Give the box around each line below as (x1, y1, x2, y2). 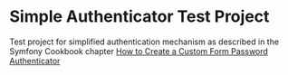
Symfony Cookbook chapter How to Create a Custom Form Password (9, 45, 269, 56)
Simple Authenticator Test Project (9, 6, 270, 27)
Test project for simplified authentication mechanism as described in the (9, 36, 279, 47)
